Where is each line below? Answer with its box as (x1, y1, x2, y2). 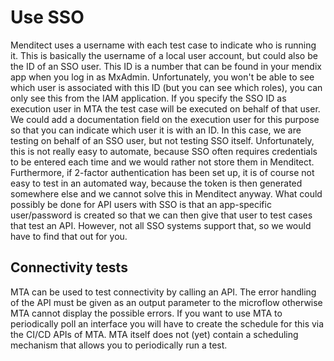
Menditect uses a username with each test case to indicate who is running (10, 39, 317, 51)
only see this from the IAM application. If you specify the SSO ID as (10, 92, 287, 104)
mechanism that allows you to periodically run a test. (10, 339, 228, 351)
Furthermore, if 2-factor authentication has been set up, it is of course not (10, 166, 315, 178)
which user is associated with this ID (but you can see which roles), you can (10, 81, 323, 93)
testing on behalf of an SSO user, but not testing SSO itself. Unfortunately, (10, 134, 315, 146)
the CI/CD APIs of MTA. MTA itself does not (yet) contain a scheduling (10, 328, 299, 340)
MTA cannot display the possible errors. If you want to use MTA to (10, 307, 283, 319)
